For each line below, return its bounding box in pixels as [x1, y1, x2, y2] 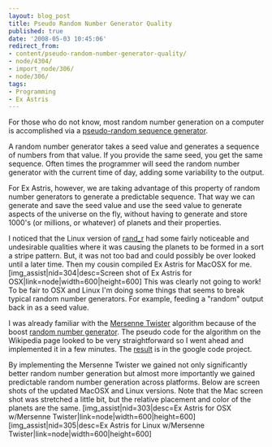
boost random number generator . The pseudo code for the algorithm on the [8, 327, 261, 337]
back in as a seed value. [8, 302, 89, 313]
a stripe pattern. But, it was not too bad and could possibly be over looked [8, 251, 256, 261]
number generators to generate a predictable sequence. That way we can [8, 192, 256, 202]
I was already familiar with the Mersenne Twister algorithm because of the [8, 319, 257, 328]
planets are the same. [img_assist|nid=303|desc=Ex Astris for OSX [8, 403, 231, 413]
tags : [8, 80, 27, 88]
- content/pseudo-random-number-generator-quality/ [8, 50, 187, 58]
